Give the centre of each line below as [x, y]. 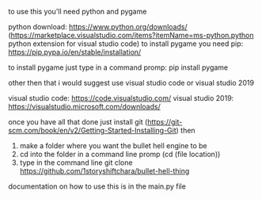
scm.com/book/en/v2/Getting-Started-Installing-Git [92, 130]
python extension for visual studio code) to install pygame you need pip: [126, 44]
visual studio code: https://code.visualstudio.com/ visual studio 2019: [121, 98]
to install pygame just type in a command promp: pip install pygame [118, 67]
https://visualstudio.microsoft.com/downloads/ [84, 107]
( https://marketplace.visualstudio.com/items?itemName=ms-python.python [131, 35]
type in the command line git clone [76, 163]
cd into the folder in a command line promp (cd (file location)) [120, 154]
